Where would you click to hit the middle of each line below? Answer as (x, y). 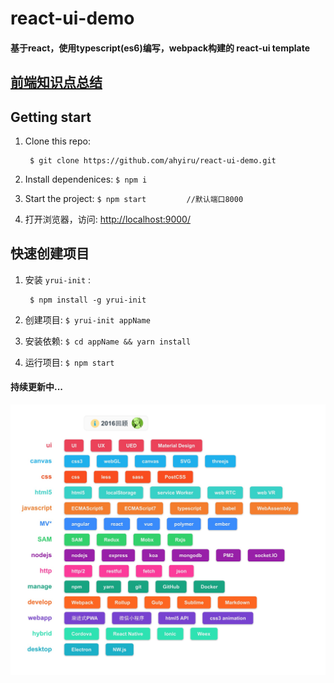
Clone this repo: (57, 141)
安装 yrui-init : (58, 279)
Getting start (51, 117)
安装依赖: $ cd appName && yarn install (108, 341)
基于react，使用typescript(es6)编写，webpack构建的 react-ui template (160, 48)
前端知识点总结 (56, 82)
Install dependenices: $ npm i (86, 179)
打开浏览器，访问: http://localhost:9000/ (107, 219)
